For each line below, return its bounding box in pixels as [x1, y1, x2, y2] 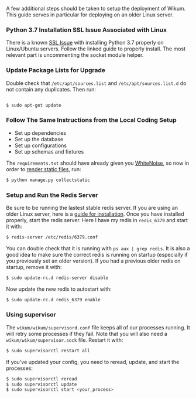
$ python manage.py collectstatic [6, 177, 91, 183]
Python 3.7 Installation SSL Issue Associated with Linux [6, 26, 167, 34]
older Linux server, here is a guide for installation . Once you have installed [6, 210, 184, 217]
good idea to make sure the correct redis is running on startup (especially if [6, 251, 188, 258]
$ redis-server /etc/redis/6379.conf [6, 234, 98, 240]
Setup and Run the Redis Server [6, 191, 98, 199]
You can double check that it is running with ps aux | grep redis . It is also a [6, 244, 190, 251]
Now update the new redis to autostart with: [6, 285, 112, 292]
